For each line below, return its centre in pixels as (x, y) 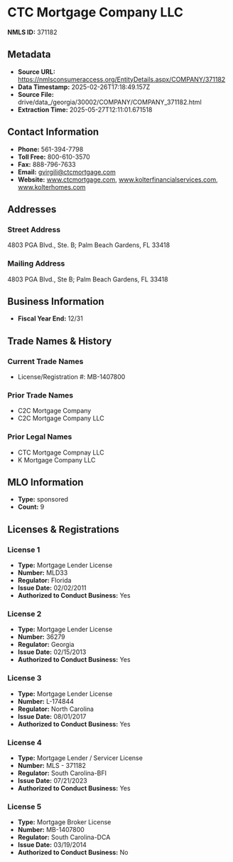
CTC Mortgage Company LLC (95, 12)
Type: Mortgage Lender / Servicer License (80, 758)
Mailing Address (36, 264)
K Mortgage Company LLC (56, 459)
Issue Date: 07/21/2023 (52, 781)
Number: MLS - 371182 (52, 766)
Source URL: (36, 71)
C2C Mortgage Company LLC (61, 418)
